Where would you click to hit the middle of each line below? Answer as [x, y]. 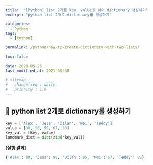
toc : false [17, 57]
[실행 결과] [16, 148]
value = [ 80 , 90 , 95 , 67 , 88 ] [37, 128]
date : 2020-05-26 [24, 66]
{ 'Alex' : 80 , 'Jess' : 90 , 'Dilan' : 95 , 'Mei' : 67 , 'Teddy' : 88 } [75, 158]
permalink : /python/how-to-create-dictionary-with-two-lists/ [72, 47]
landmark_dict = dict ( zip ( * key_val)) [45, 137]
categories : [18, 24]
